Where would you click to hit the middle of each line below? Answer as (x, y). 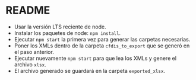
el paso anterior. (34, 52)
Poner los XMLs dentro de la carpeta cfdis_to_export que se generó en (102, 46)
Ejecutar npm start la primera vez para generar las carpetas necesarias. (102, 39)
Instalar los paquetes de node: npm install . (67, 33)
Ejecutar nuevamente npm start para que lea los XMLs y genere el (95, 58)
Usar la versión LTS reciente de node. (60, 27)
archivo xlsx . (30, 64)
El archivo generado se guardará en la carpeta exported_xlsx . (90, 71)
